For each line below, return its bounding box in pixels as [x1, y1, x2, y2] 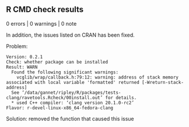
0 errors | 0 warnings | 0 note [6, 20, 77, 27]
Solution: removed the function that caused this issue [6, 115, 134, 122]
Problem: [6, 43, 28, 50]
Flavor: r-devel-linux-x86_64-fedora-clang [6, 105, 114, 111]
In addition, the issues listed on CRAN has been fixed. [6, 31, 135, 38]
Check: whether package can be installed [6, 59, 108, 65]
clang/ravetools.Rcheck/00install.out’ [6, 94, 103, 101]
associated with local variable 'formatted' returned [6, 79, 140, 85]
